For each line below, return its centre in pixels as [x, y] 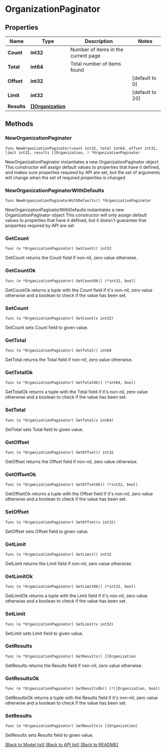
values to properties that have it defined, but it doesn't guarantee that [76, 220]
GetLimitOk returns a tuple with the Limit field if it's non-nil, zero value [76, 596]
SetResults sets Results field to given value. [49, 735]
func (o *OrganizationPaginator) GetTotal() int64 [58, 351]
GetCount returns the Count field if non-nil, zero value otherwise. [71, 258]
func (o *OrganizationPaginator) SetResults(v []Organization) [72, 726]
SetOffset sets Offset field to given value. [47, 531]
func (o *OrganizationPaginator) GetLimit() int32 [58, 554]
